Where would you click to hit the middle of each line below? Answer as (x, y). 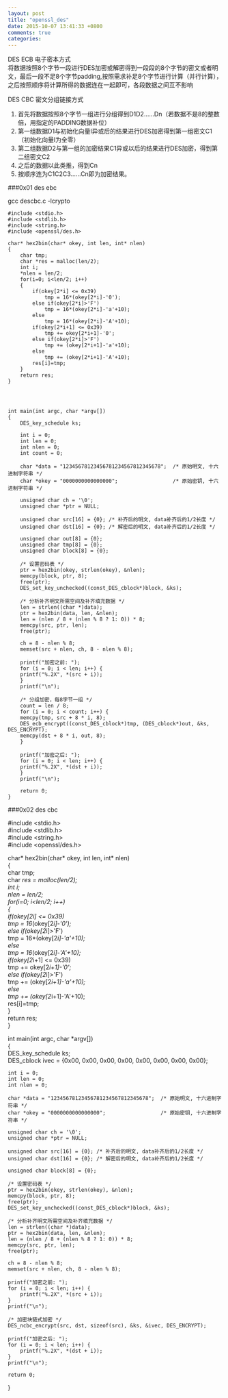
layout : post (26, 13)
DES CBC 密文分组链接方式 (46, 99)
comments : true (29, 33)
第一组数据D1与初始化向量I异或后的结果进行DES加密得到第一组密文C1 (115, 132)
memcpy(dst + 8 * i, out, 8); (63, 736)
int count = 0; (42, 453)
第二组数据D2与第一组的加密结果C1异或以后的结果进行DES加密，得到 (115, 149)
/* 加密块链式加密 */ (35, 1320)
